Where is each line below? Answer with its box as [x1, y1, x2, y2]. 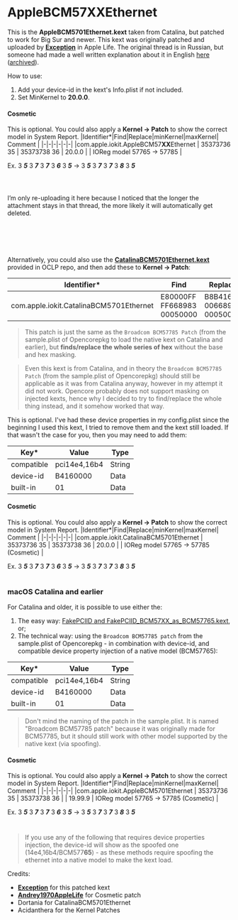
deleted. [7, 209, 32, 217]
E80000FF [160, 292, 197, 302]
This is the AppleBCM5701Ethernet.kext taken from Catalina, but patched [7, 28, 225, 36]
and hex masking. [24, 350, 76, 358]
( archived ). [7, 57, 40, 66]
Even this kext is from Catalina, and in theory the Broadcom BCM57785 [24, 363, 222, 373]
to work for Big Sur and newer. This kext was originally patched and [7, 35, 205, 43]
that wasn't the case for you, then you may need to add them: [7, 430, 188, 439]
